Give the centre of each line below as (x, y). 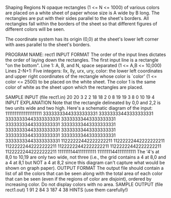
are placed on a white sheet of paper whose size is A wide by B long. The (82, 13)
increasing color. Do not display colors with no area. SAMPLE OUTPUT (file (84, 184)
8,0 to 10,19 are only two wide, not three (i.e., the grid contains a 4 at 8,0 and (86, 157)
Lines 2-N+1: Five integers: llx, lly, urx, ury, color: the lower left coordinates (84, 71)
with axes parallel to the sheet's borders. (48, 45)
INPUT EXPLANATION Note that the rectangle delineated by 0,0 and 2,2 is (83, 103)
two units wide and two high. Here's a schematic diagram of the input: (79, 108)
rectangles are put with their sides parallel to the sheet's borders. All (77, 18)
